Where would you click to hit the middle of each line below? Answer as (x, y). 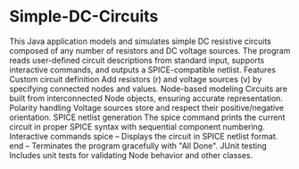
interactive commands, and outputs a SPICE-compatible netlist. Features (143, 70)
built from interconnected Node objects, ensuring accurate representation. (146, 98)
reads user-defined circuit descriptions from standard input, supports (137, 60)
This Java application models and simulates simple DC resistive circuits (141, 41)
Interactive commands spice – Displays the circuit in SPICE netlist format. (144, 136)
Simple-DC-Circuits (84, 17)
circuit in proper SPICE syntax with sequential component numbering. (137, 126)
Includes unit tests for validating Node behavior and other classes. (131, 155)
